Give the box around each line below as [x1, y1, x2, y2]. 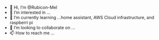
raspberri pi [9, 20, 33, 25]
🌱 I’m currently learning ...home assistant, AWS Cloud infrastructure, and [9, 15, 155, 20]
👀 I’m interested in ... [9, 10, 51, 15]
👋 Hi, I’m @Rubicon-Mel [9, 5, 58, 10]
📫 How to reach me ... [9, 30, 55, 36]
